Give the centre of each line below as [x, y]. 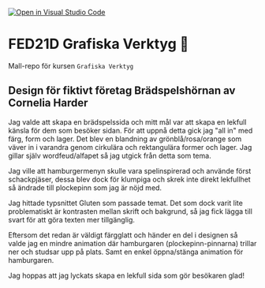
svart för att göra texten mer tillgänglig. [72, 219]
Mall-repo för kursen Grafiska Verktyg [71, 65]
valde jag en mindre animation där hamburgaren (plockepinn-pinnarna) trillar [132, 243]
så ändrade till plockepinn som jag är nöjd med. [85, 187]
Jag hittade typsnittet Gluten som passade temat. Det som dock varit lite [125, 203]
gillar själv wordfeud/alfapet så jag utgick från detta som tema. [110, 155]
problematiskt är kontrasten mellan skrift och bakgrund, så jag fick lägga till [130, 211]
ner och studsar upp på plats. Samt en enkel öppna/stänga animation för [126, 252]
